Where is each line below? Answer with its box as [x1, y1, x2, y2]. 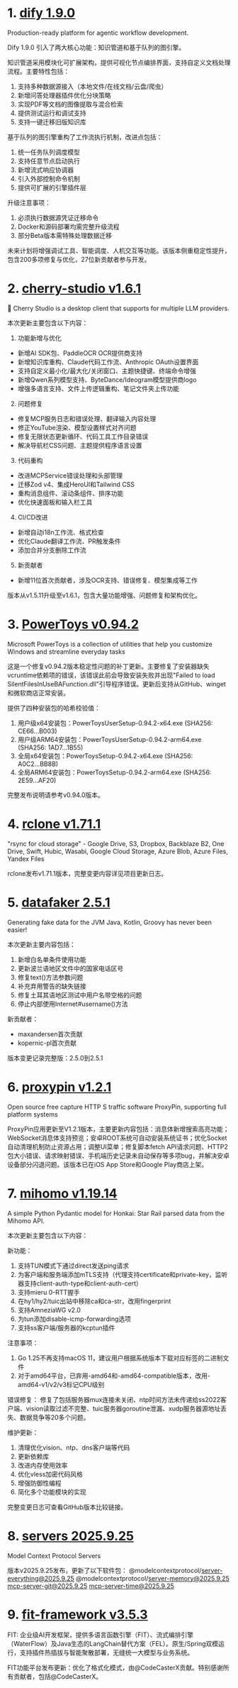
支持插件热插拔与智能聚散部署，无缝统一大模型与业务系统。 [19, 1648, 193, 1657]
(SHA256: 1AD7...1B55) [17, 743, 84, 752]
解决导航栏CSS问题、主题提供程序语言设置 [17, 441, 142, 449]
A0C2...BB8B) [17, 760, 59, 768]
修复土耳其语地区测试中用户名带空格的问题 [17, 990, 142, 999]
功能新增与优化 [17, 334, 62, 342]
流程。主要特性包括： [7, 67, 69, 75]
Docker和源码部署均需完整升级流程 [17, 222, 120, 231]
